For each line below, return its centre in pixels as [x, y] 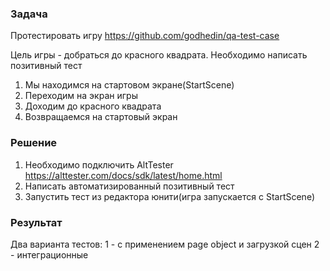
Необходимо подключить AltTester [99, 164]
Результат [36, 222]
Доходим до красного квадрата [93, 106]
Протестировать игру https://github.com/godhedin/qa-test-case [145, 36]
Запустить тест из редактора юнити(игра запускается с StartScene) [170, 196]
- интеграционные [49, 254]
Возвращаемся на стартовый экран [101, 117]
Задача [29, 14]
